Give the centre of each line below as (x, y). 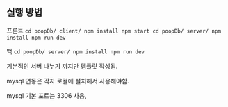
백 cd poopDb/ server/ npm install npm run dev (76, 51)
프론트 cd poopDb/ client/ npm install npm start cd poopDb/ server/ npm (114, 31)
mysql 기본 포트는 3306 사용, (47, 95)
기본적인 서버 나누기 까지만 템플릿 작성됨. (62, 66)
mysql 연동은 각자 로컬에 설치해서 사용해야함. (68, 81)
